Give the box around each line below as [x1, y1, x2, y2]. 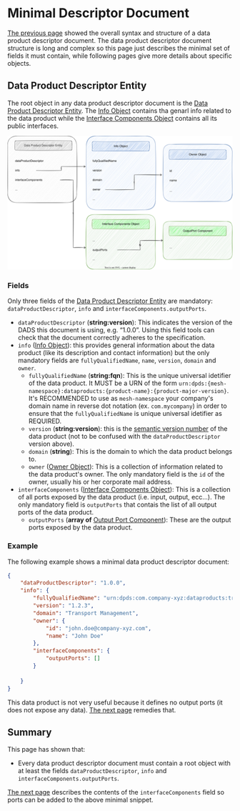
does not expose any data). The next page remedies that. [7, 705, 176, 714]
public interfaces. [7, 121, 59, 130]
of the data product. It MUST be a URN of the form [28, 379, 177, 387]
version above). [28, 439, 75, 448]
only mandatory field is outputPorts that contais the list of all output [17, 500, 217, 509]
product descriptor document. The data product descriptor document [7, 36, 212, 44]
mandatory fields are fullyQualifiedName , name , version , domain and [17, 356, 216, 365]
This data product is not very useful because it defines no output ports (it [7, 698, 223, 707]
